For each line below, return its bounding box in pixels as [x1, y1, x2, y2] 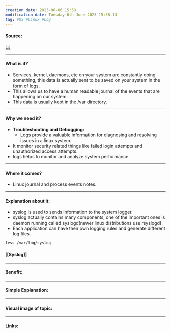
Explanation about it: [5, 198, 50, 204]
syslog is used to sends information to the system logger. [12, 209, 133, 215]
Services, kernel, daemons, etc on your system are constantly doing [12, 72, 156, 78]
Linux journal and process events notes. [12, 181, 97, 187]
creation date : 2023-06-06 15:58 [5, 7, 76, 13]
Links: [5, 323, 19, 329]
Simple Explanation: [5, 287, 49, 293]
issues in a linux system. [20, 137, 72, 143]
